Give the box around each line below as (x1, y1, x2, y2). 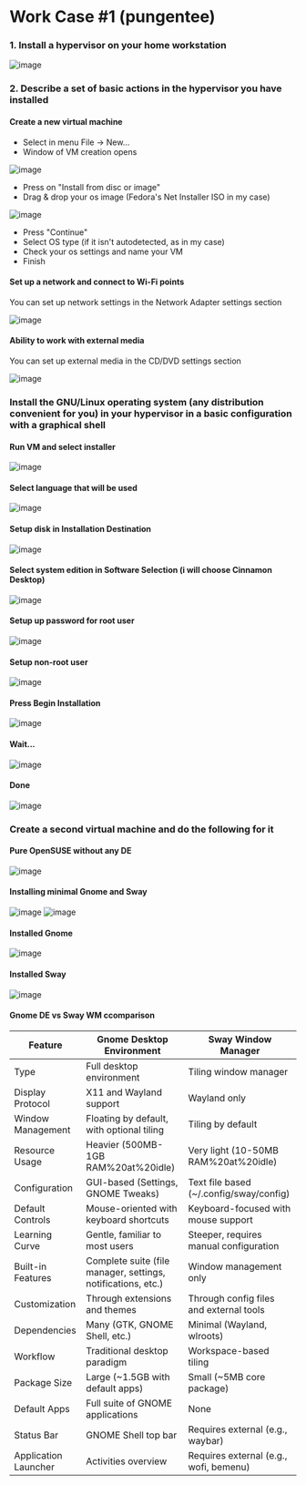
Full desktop (86, 1060, 138, 1072)
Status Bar (14, 1429, 59, 1441)
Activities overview (86, 1455, 168, 1468)
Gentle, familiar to (86, 1228, 162, 1241)
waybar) (188, 1434, 224, 1447)
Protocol (14, 1097, 50, 1110)
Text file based (188, 1175, 252, 1188)
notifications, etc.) (86, 1277, 164, 1290)
